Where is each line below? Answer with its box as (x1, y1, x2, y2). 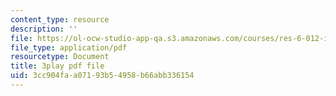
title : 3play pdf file (10, 61, 105, 71)
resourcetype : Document (10, 52, 110, 62)
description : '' (10, 24, 78, 34)
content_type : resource (10, 14, 110, 25)
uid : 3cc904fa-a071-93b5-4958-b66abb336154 (10, 71, 195, 81)
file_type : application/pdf (10, 42, 128, 53)
